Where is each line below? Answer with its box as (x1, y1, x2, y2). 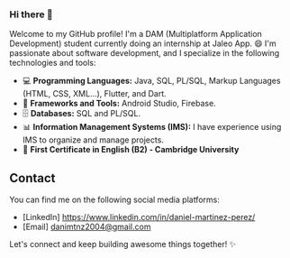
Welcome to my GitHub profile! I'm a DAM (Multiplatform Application (9, 29, 263, 40)
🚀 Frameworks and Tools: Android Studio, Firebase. (22, 98, 216, 109)
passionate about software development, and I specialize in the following (9, 48, 280, 59)
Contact (9, 170, 56, 186)
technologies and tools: (9, 58, 96, 69)
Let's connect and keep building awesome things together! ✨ (9, 239, 237, 250)
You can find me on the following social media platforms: (9, 194, 221, 206)
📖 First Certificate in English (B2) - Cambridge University (22, 144, 240, 155)
